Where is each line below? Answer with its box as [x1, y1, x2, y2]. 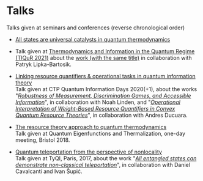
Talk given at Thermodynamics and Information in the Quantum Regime [15, 47, 195, 55]
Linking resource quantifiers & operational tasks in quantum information [15, 72, 196, 79]
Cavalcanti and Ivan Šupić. [15, 168, 83, 175]
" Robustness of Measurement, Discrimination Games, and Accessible [15, 92, 191, 99]
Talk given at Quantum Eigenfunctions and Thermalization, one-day [15, 130, 185, 137]
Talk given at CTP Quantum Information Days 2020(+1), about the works [15, 85, 197, 92]
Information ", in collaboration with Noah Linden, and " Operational [15, 98, 180, 106]
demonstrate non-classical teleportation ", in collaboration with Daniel [15, 161, 191, 168]
